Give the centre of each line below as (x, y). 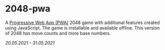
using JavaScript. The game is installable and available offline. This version (82, 27)
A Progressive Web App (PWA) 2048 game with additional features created (82, 22)
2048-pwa (28, 9)
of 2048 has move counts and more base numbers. (58, 33)
